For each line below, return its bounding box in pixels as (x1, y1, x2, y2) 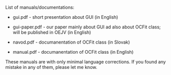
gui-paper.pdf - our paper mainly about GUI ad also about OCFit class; (12, 24, 161, 30)
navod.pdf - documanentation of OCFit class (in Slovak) (12, 39, 130, 45)
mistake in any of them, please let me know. (5, 64, 97, 70)
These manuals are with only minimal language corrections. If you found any (5, 59, 166, 65)
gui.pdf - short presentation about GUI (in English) (12, 14, 118, 20)
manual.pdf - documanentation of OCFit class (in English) (12, 49, 134, 55)
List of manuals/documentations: (5, 5, 75, 10)
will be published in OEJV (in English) (12, 29, 91, 35)
